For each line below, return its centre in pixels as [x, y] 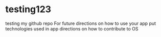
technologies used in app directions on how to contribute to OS [72, 28]
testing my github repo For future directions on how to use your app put [81, 23]
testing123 [28, 9]
